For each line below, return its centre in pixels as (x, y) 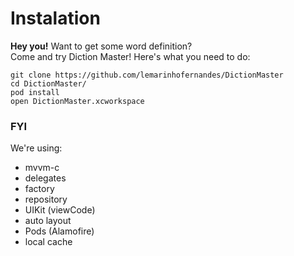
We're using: (36, 148)
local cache (48, 242)
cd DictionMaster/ (48, 83)
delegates (45, 178)
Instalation (55, 18)
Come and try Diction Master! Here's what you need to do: (130, 56)
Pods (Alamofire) (59, 231)
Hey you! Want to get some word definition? (101, 46)
